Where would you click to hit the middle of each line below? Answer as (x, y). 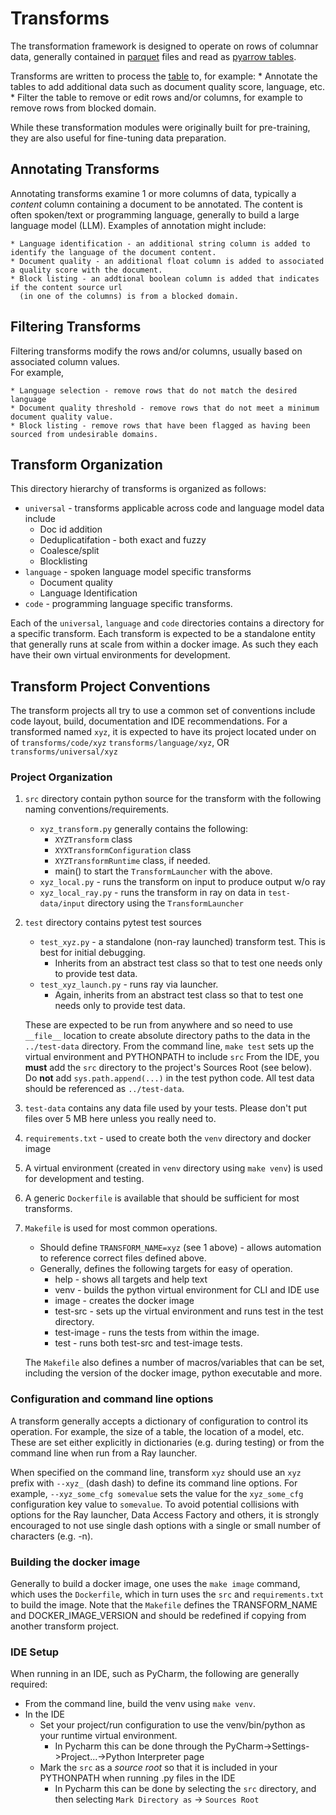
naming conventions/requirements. (97, 809)
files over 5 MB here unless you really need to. (120, 1119)
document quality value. (62, 417)
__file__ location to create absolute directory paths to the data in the (167, 1036)
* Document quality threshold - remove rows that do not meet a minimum (165, 408)
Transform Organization (86, 464)
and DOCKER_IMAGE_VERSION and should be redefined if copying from (158, 1616)
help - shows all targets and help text (131, 1279)
